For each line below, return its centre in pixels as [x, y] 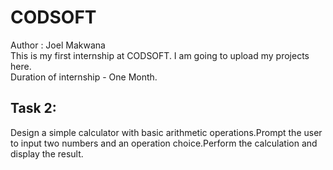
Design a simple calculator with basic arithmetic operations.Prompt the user [166, 132]
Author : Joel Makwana [58, 45]
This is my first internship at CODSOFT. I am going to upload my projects [160, 55]
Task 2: [33, 108]
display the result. [47, 153]
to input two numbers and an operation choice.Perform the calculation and [164, 143]
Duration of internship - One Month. [84, 77]
